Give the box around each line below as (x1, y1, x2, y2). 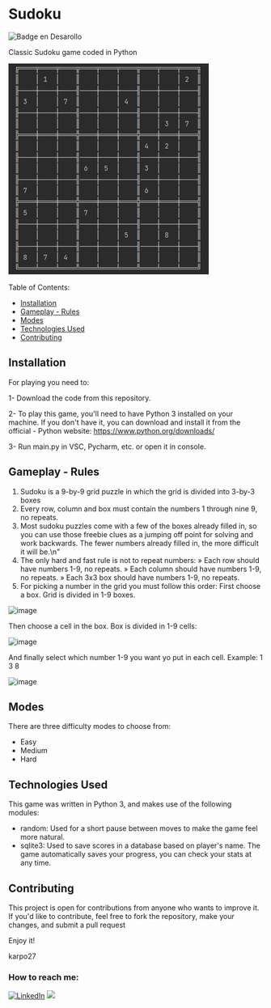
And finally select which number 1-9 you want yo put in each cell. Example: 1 (8, 652, 263, 662)
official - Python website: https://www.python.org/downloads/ (8, 426, 215, 435)
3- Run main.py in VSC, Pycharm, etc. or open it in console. (8, 442, 206, 451)
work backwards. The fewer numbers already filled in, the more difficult (19, 538, 259, 548)
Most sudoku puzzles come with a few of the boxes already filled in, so (19, 521, 257, 531)
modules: (8, 808, 40, 818)
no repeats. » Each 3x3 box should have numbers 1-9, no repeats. (19, 572, 240, 582)
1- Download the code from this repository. (8, 393, 151, 403)
